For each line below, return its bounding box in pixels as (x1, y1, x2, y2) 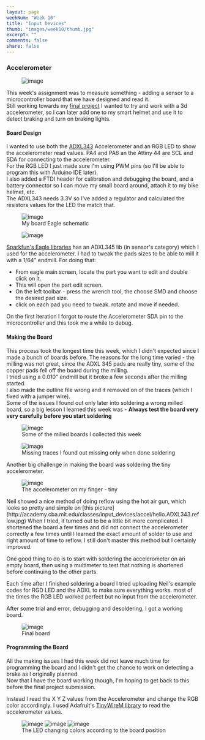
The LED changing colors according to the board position (21, 727, 166, 734)
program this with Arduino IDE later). (6, 169, 99, 176)
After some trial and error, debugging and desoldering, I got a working (6, 605, 183, 612)
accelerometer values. (6, 708, 63, 715)
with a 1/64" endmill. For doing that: (6, 257, 96, 264)
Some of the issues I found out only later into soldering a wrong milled (6, 399, 183, 406)
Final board (21, 629, 50, 637)
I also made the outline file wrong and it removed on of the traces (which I (6, 386, 193, 393)
